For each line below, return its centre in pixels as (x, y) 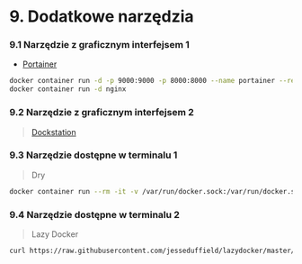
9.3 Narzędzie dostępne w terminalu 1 (93, 155)
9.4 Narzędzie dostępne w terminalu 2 (94, 214)
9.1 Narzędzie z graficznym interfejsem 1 (100, 45)
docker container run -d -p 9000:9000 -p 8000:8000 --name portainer (142, 81)
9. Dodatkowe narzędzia (102, 17)
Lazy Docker (55, 234)
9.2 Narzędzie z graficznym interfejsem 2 (102, 113)
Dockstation (53, 132)
